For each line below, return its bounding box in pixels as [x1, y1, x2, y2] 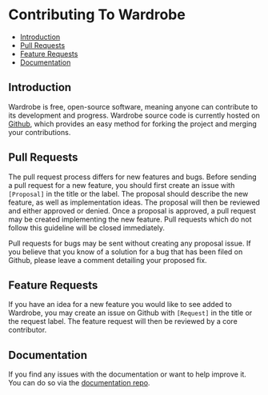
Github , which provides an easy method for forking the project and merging [8, 118, 258, 129]
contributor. [8, 325, 47, 335]
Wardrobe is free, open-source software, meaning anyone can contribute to [8, 102, 258, 111]
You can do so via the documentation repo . [8, 378, 150, 388]
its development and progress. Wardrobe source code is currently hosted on [8, 110, 260, 120]
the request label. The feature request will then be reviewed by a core [8, 317, 238, 326]
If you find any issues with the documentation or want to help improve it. [8, 369, 246, 379]
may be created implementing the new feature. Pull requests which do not [8, 214, 252, 224]
